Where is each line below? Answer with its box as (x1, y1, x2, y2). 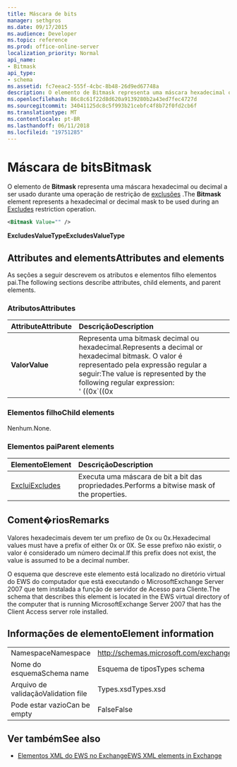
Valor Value (11, 360, 49, 370)
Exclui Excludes (11, 480, 61, 490)
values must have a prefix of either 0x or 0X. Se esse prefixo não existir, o (7, 541, 222, 549)
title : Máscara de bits (7, 10, 78, 18)
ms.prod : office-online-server (7, 43, 99, 50)
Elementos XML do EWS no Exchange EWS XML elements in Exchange (17, 751, 222, 760)
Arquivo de (11, 679, 47, 689)
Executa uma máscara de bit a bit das (78, 472, 202, 481)
